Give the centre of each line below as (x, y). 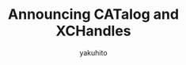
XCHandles (93, 31)
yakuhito (93, 52)
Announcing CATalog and (93, 14)
